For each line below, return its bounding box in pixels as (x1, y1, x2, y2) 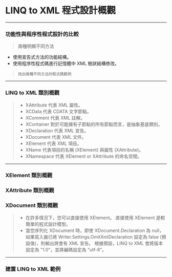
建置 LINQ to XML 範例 (5, 265, 61, 272)
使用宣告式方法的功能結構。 (12, 54, 72, 60)
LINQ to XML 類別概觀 (5, 89, 60, 96)
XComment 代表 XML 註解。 (25, 115, 85, 121)
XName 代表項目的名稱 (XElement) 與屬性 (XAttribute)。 (25, 146, 144, 153)
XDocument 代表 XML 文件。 (25, 134, 87, 140)
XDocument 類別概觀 (5, 202, 58, 209)
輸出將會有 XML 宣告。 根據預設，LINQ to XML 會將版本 (45, 240, 163, 246)
